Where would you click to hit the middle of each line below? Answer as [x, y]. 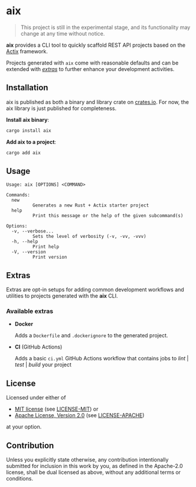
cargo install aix [29, 130]
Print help [46, 247]
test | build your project [43, 365]
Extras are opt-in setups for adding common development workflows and [95, 290]
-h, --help [25, 242]
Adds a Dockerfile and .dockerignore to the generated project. [91, 336]
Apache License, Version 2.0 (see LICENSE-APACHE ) [79, 415]
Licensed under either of [36, 398]
